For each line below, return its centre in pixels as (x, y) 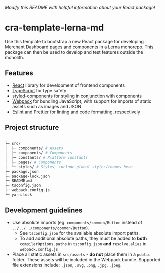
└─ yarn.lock (19, 195)
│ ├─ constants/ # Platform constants (47, 158)
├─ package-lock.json (28, 176)
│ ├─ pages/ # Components (33, 162)
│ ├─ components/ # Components (39, 153)
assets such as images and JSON (47, 106)
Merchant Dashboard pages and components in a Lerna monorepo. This (79, 47)
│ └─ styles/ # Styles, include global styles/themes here (69, 167)
